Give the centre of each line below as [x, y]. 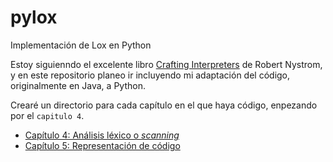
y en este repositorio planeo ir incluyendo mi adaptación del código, [150, 75]
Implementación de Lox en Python [81, 45]
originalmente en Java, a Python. [78, 85]
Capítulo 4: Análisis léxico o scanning [102, 135]
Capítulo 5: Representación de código [102, 145]
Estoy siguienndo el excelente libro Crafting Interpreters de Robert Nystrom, [166, 64]
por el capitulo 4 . [47, 115]
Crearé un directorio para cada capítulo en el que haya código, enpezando [164, 105]
